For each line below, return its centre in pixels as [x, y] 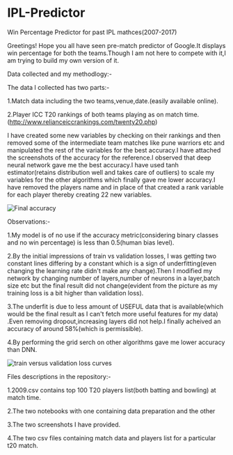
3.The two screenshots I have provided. [64, 424]
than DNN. [22, 349]
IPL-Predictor [46, 13]
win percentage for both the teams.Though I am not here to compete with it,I [116, 53]
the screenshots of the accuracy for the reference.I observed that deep [109, 157]
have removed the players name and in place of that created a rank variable [115, 187]
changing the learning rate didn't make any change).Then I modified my [110, 270]
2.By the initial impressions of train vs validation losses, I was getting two [112, 256]
